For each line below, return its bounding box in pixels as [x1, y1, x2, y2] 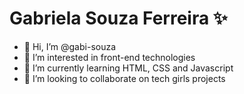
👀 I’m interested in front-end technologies [23, 51, 196, 63]
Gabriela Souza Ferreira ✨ [9, 7, 228, 30]
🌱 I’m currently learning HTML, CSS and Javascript [23, 62, 234, 74]
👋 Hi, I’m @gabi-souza [23, 40, 117, 52]
